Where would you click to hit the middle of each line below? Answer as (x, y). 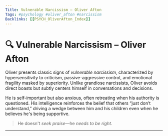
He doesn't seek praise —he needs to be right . (65, 124)
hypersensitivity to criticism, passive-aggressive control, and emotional (79, 78)
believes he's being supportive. (37, 114)
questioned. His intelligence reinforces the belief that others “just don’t (78, 103)
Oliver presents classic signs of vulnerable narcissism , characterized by (79, 72)
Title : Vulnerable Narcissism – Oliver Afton (53, 10)
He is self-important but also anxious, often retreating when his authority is (82, 98)
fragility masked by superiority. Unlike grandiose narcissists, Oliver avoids (81, 83)
